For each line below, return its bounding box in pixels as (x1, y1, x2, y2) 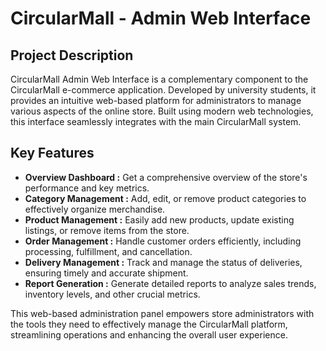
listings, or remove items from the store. (24, 224, 190, 236)
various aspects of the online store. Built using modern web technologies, (10, 105, 314, 117)
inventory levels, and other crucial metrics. (24, 288, 201, 300)
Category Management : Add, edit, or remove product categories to (24, 192, 307, 204)
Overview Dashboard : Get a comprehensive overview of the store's (24, 171, 308, 183)
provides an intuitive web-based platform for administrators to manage (10, 95, 302, 106)
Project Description (10, 47, 134, 64)
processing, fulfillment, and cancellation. (24, 245, 193, 257)
